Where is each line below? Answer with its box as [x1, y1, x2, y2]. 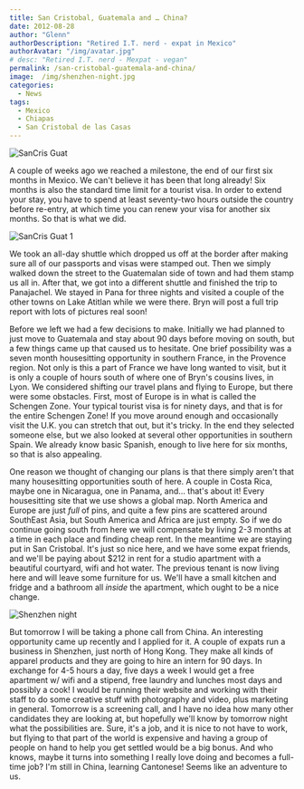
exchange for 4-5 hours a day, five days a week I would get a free [9, 665, 255, 676]
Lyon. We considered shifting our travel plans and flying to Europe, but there [9, 381, 294, 392]
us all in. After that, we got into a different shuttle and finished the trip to [9, 277, 278, 288]
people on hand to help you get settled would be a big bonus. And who [9, 742, 274, 753]
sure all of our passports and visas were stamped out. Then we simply [9, 258, 271, 268]
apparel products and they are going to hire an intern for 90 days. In [9, 656, 262, 666]
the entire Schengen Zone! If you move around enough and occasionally [9, 410, 279, 421]
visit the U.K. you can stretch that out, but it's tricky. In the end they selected [9, 420, 295, 430]
